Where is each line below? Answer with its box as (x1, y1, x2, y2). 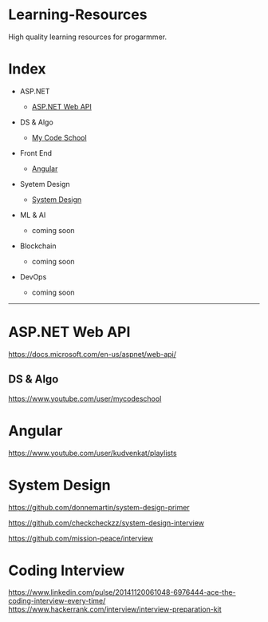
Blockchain (19, 241, 57, 251)
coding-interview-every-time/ (8, 596, 106, 606)
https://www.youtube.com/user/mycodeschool (8, 394, 162, 403)
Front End (19, 148, 53, 157)
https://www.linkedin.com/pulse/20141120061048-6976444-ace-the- (8, 588, 237, 597)
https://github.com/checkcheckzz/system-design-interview (8, 517, 205, 528)
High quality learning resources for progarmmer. (8, 32, 167, 42)
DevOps (19, 271, 47, 281)
